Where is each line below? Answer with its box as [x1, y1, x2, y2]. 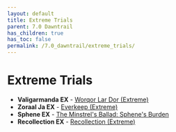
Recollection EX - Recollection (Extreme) [17, 117, 136, 126]
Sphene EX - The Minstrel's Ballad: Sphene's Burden [17, 110, 169, 118]
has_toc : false [7, 36, 51, 43]
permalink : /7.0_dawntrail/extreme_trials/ [7, 42, 136, 49]
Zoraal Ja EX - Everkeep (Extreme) [17, 102, 118, 111]
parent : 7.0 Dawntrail [7, 23, 73, 30]
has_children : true [7, 29, 64, 37]
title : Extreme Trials [7, 17, 73, 24]
